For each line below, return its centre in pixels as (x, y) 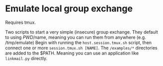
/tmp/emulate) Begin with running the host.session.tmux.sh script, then (79, 42)
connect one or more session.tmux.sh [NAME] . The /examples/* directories (81, 48)
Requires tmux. (21, 22)
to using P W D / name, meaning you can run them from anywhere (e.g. (76, 37)
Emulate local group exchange (69, 9)
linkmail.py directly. (26, 58)
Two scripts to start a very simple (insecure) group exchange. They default (81, 32)
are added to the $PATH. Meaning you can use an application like (72, 53)
